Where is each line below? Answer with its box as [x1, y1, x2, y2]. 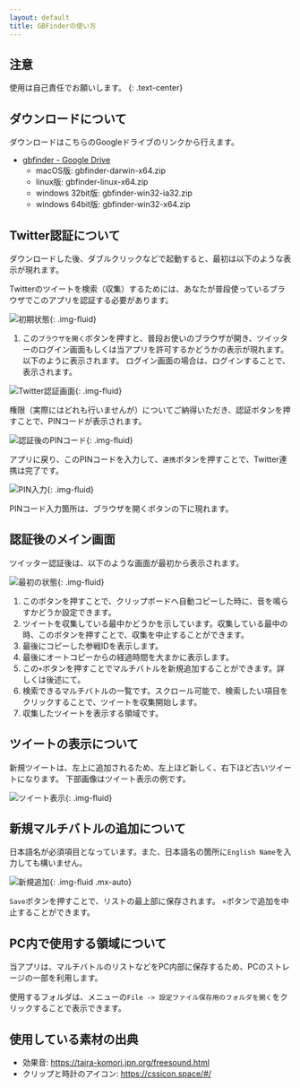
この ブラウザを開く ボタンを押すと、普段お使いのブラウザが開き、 [21, 333, 257, 344]
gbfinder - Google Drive [21, 154, 111, 166]
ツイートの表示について [9, 736, 139, 752]
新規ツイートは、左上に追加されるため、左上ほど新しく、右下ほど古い [9, 762, 269, 772]
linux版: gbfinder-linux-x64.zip [35, 177, 149, 187]
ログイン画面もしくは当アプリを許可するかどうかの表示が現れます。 [38, 344, 289, 354]
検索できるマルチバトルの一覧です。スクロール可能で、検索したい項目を [21, 685, 288, 696]
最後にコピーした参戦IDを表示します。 [21, 640, 164, 651]
